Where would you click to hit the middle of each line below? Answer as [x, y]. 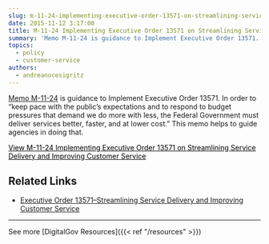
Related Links [43, 181]
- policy [30, 53]
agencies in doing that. [46, 132]
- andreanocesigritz [50, 75]
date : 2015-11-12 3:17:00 [51, 23]
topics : [21, 46]
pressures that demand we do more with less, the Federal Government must [134, 115]
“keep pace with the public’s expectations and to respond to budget [120, 106]
